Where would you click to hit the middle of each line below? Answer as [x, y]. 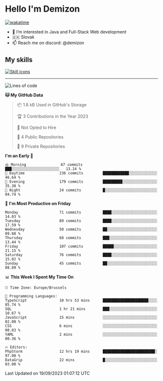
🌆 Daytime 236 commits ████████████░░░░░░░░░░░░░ [81, 173]
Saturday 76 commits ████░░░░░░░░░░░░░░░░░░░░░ [81, 255]
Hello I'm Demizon [42, 9]
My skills [19, 60]
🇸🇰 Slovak [23, 37]
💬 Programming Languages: [31, 296]
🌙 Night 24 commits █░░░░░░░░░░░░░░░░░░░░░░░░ [81, 190]
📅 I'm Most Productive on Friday [38, 203]
